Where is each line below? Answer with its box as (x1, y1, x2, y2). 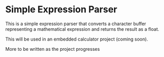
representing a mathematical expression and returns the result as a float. (5, 26, 159, 32)
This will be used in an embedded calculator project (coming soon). (5, 36, 148, 42)
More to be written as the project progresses (5, 46, 100, 52)
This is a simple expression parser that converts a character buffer (5, 21, 147, 27)
